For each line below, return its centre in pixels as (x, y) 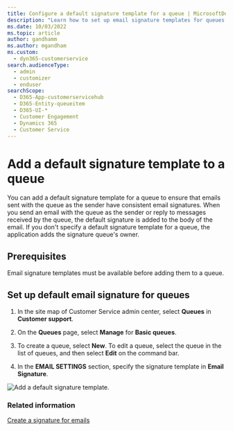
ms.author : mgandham (37, 46)
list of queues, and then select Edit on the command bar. (98, 353)
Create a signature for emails (49, 421)
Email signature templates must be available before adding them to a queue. (116, 273)
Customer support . (45, 319)
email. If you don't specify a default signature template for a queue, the (109, 227)
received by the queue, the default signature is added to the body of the (110, 220)
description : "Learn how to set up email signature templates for (105, 20)
